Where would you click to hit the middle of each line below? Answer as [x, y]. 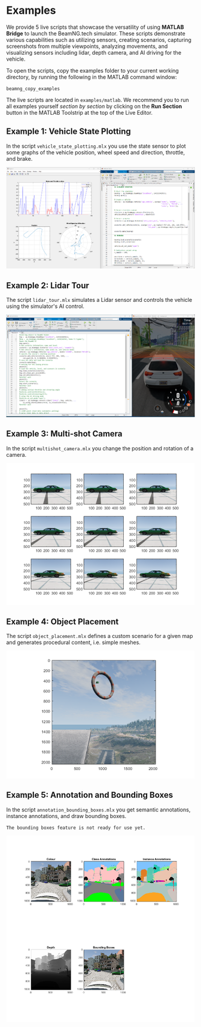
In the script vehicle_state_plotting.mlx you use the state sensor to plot [96, 146]
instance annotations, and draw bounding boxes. [66, 816]
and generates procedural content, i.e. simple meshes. [73, 642]
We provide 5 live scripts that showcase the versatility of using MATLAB [95, 27]
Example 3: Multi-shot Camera [64, 434]
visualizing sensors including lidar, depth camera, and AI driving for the [94, 52]
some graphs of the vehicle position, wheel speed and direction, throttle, [96, 152]
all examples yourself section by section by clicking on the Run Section [94, 106]
